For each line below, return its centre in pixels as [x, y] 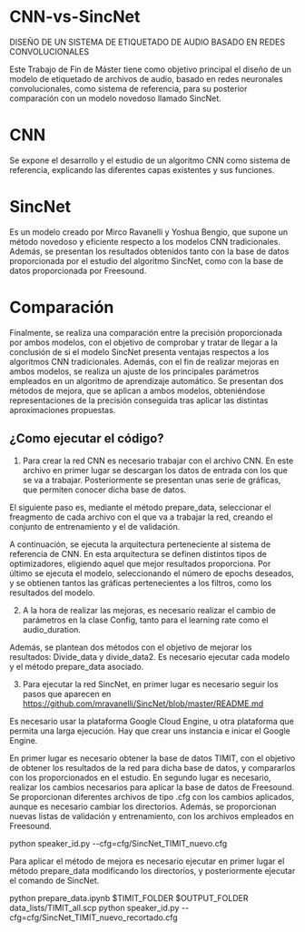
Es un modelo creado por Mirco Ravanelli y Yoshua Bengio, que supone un [149, 232]
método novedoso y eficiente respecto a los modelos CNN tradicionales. [145, 241]
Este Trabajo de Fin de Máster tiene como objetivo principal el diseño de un [151, 69]
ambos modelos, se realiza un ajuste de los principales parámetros [134, 371]
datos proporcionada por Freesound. [78, 270]
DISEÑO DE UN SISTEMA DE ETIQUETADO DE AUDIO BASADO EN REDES [148, 42]
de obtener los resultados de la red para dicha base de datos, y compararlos [152, 767]
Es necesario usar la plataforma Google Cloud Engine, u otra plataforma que [152, 721]
